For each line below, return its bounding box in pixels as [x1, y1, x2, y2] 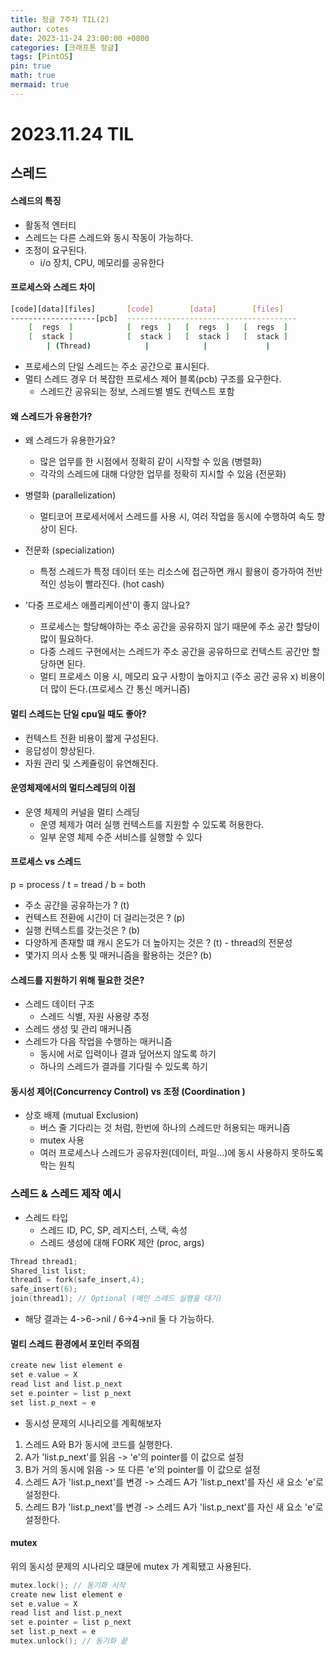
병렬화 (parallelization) [24, 489, 117, 501]
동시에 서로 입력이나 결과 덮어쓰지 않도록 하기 [39, 1048, 217, 1060]
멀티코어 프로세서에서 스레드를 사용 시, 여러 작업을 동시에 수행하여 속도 [39, 511, 315, 523]
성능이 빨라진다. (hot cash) [58, 578, 165, 590]
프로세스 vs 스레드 [10, 856, 82, 868]
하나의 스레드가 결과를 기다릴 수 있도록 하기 [39, 1061, 208, 1073]
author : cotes [10, 24, 70, 34]
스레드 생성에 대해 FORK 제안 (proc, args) [39, 1236, 205, 1248]
